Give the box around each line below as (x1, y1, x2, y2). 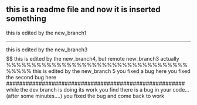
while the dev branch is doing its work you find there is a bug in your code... (6, 86, 189, 93)
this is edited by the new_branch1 (6, 29, 87, 36)
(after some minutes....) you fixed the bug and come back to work (6, 92, 165, 99)
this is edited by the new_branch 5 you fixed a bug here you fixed (32, 67, 191, 75)
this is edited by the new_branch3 (6, 46, 88, 53)
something (6, 14, 47, 24)
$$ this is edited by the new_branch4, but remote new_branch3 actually (6, 55, 180, 62)
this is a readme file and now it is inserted (6, 5, 161, 15)
